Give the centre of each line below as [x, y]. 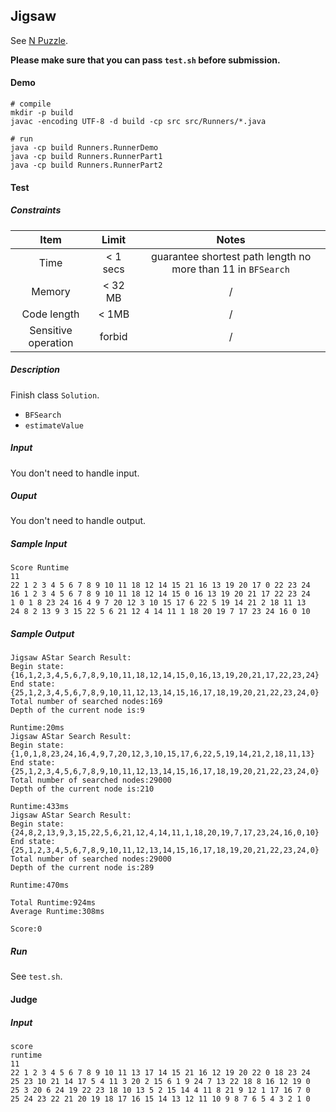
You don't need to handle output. [78, 521]
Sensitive [51, 330]
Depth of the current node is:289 [82, 868]
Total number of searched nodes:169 [86, 702]
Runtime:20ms [37, 728]
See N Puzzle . [39, 40]
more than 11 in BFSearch [230, 269]
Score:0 [26, 929]
